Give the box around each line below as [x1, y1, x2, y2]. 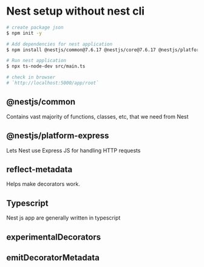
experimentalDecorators [6, 232, 101, 242]
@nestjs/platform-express [6, 131, 109, 141]
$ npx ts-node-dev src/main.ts [6, 63, 86, 69]
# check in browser [6, 74, 56, 80]
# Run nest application [6, 58, 67, 64]
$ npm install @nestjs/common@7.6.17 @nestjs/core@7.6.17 [6, 47, 156, 53]
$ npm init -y [6, 30, 42, 36]
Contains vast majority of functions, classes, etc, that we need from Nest [6, 113, 189, 120]
